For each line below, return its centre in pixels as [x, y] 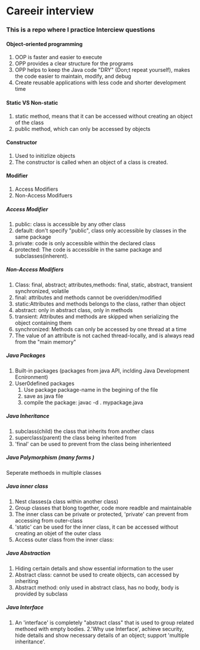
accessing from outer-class [49, 520]
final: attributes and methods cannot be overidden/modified [88, 297]
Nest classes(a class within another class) [67, 501]
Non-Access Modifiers [35, 270]
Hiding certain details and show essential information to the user [94, 568]
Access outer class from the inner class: [64, 539]
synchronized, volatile [42, 291]
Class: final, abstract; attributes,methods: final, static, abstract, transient [104, 285]
